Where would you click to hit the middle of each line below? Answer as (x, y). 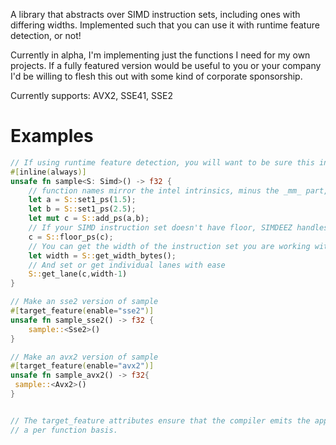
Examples (52, 136)
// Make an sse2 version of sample (84, 302)
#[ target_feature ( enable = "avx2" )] (82, 366)
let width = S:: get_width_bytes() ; (102, 255)
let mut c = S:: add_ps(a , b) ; (89, 219)
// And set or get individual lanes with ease (127, 265)
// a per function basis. (64, 430)
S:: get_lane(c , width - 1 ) (78, 274)
